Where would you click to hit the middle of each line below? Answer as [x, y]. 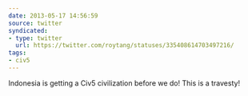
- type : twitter [35, 38]
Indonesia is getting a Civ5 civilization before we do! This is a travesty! [124, 83]
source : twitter [35, 23]
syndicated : [28, 30]
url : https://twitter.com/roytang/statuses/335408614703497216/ [125, 46]
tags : [17, 53]
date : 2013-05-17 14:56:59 [53, 16]
